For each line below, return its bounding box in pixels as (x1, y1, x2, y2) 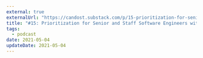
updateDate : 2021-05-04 (6, 43, 66, 49)
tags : (6, 25, 20, 32)
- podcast (11, 31, 36, 37)
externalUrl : (6, 14, 39, 21)
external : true (6, 8, 45, 15)
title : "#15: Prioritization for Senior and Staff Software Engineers (6, 20, 188, 26)
